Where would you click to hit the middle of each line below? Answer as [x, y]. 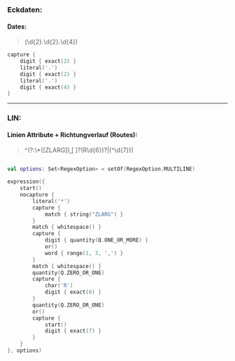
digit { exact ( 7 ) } [73, 331]
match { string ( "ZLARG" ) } [84, 214]
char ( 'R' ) [59, 286]
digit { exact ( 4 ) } [48, 87]
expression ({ [26, 182]
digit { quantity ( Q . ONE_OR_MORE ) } [97, 240]
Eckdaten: [25, 10]
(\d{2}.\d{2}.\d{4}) [51, 42]
